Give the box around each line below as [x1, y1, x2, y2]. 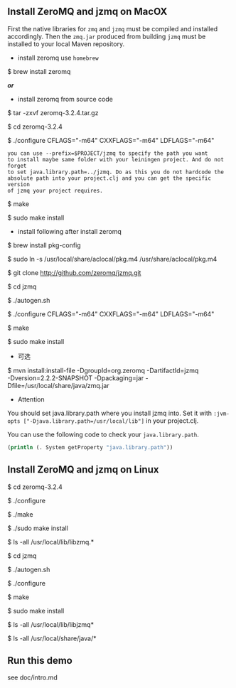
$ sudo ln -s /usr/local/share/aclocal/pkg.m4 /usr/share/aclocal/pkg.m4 [7, 254, 218, 263]
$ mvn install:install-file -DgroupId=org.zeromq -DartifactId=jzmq [7, 366, 199, 375]
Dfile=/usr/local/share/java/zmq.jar [7, 381, 109, 389]
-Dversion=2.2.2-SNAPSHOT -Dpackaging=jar [7, 373, 144, 382]
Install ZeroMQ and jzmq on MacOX [7, 6, 168, 18]
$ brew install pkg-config [7, 241, 81, 249]
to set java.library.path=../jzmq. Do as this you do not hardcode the [7, 168, 224, 176]
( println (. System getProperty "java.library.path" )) [7, 444, 173, 451]
